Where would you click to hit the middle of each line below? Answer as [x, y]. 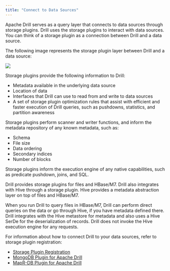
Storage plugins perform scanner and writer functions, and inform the [79, 122]
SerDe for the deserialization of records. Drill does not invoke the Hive [79, 221]
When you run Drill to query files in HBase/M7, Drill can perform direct [79, 205]
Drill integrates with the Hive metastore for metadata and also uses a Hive [83, 216]
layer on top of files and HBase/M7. [42, 195]
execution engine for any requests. [42, 227]
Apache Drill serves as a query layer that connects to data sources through [84, 24]
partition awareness [33, 112]
